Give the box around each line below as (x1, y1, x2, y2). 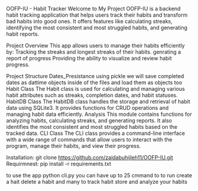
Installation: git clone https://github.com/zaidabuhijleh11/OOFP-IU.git (6, 154, 174, 161)
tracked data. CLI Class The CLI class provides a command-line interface (6, 130, 186, 137)
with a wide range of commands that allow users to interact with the (6, 136, 172, 143)
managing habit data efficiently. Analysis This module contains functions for (6, 110, 192, 118)
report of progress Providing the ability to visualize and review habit (6, 55, 172, 61)
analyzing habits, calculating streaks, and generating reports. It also (6, 117, 172, 124)
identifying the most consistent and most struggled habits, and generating (6, 24, 188, 31)
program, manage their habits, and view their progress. (6, 143, 141, 149)
